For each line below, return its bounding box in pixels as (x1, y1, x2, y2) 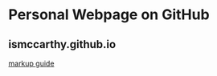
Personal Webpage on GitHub (8, 6, 211, 24)
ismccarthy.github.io (8, 38, 117, 51)
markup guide (8, 58, 55, 68)
